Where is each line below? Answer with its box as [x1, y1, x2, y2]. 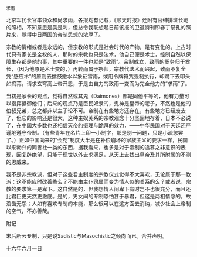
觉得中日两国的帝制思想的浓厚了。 [21, 31, 104, 38]
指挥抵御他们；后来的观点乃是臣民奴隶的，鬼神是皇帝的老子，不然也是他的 [11, 100, 191, 107]
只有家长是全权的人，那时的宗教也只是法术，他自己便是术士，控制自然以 [11, 51, 186, 57]
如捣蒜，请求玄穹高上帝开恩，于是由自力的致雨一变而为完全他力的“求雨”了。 [6, 80, 191, 87]
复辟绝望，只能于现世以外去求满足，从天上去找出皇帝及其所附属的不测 [21, 151, 191, 158]
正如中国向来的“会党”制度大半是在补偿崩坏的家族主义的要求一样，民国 [18, 136, 188, 143]
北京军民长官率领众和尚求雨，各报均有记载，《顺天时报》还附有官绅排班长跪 [6, 16, 189, 23]
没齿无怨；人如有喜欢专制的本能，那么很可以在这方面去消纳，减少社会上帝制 [6, 200, 191, 207]
